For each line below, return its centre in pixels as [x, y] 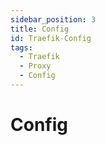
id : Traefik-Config [51, 38]
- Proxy [35, 66]
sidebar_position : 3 [53, 19]
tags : [21, 47]
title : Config [40, 29]
